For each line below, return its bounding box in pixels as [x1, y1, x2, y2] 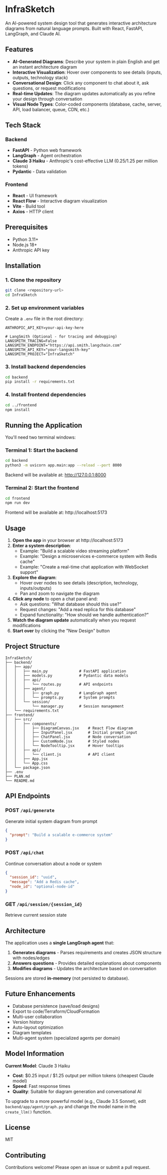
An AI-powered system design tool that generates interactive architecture [5, 20, 156, 26]
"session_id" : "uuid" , [9, 875, 57, 880]
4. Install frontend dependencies [5, 391, 86, 398]
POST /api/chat [5, 849, 44, 856]
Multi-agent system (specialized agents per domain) [12, 1035, 120, 1041]
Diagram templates [12, 1029, 51, 1035]
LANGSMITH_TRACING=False [5, 339, 57, 344]
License [5, 1123, 30, 1132]
